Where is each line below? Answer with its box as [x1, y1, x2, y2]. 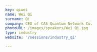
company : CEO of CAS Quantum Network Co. [5, 21, 93, 26]
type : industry [5, 30, 37, 35]
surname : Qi [5, 16, 30, 21]
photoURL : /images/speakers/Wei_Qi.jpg [5, 26, 88, 31]
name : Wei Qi [5, 12, 32, 17]
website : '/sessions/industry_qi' [5, 35, 77, 40]
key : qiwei [5, 7, 28, 12]
